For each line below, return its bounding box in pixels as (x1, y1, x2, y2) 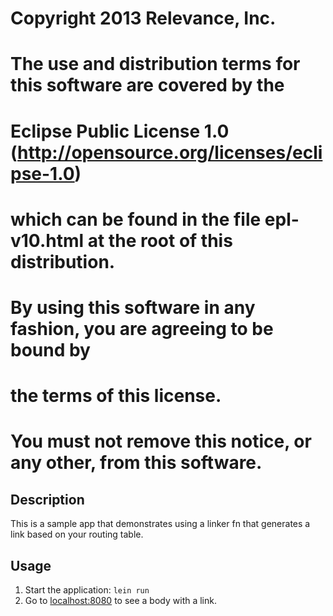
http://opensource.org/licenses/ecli (17, 141, 323, 164)
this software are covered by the (10, 74, 285, 97)
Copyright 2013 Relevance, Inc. (10, 7, 277, 30)
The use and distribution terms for (10, 53, 301, 76)
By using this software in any (10, 296, 256, 319)
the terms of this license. (10, 385, 222, 407)
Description (10, 491, 85, 508)
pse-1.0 (10, 162, 75, 185)
